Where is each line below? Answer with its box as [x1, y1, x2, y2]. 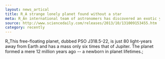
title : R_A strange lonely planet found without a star [5, 12, 122, 16]
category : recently [5, 25, 45, 30]
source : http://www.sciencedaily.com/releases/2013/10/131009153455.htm [5, 20, 157, 26]
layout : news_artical [5, 7, 50, 12]
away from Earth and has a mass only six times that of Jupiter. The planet [5, 44, 154, 49]
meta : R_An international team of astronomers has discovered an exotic [5, 16, 157, 21]
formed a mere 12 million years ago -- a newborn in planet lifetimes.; [5, 49, 143, 55]
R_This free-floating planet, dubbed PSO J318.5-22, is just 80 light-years [5, 38, 152, 44]
